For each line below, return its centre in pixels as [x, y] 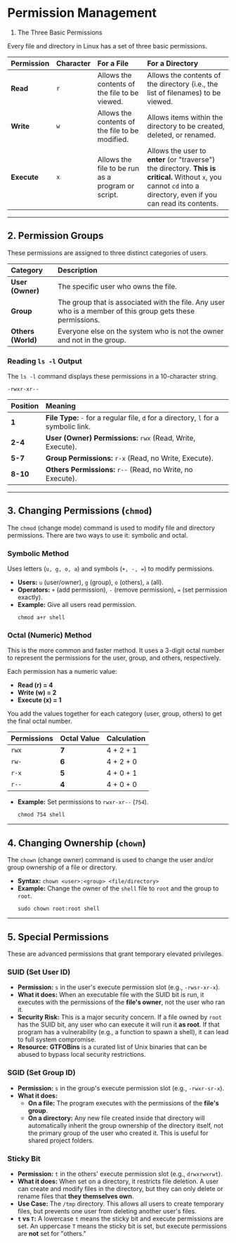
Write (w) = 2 [37, 693]
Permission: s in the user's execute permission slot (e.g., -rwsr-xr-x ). [119, 987]
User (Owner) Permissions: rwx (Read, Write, [120, 438]
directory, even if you [182, 195]
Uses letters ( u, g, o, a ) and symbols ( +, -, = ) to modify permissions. [111, 569]
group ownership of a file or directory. [62, 867]
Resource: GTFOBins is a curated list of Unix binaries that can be [112, 1047]
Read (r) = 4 [35, 685]
